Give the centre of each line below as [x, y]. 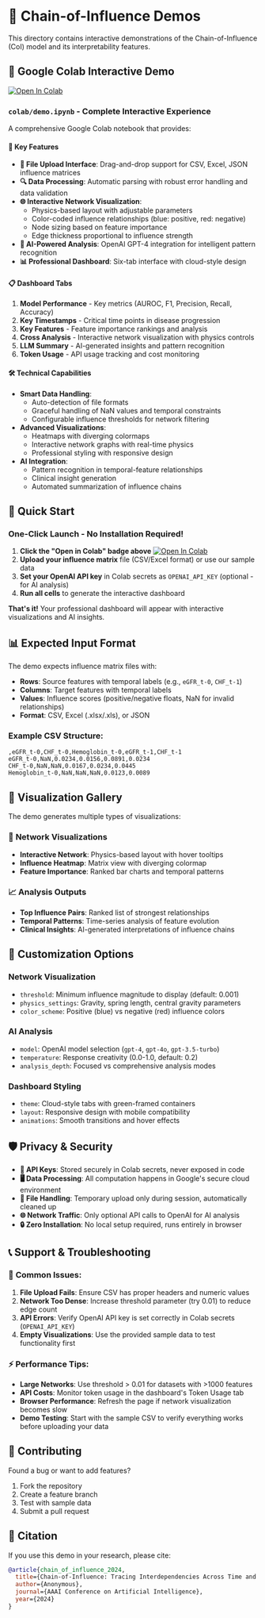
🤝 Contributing [45, 1451]
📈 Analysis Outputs [47, 892]
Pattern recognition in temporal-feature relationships [117, 469]
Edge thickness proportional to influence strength [112, 236]
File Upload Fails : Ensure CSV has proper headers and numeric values [134, 1292]
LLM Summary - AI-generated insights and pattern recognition [122, 346]
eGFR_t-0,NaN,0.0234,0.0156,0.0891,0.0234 [79, 759]
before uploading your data [64, 1426]
